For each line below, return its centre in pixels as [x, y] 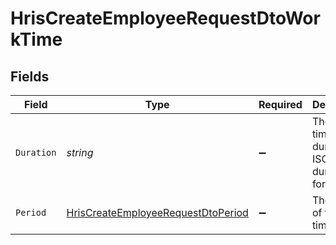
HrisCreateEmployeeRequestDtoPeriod [157, 212]
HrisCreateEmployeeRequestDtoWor [165, 18]
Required [280, 104]
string [80, 152]
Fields [30, 76]
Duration [36, 152]
